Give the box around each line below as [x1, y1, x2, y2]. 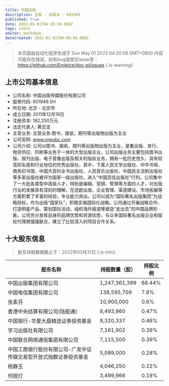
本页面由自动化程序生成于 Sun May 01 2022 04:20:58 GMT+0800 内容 [17, 50, 163, 56]
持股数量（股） [100, 266, 136, 273]
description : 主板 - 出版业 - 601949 [5, 12, 80, 17]
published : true [5, 17, 39, 22]
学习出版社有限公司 [8, 326, 54, 334]
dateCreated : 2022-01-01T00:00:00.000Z [5, 36, 89, 41]
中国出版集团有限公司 [8, 280, 59, 287]
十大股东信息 [5, 235, 45, 243]
